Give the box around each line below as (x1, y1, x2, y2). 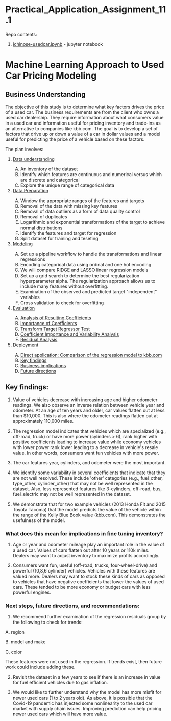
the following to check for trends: (12, 619, 83, 626)
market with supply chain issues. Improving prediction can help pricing (12, 706, 162, 712)
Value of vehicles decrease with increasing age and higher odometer (12, 396, 158, 403)
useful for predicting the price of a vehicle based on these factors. (5, 136, 145, 142)
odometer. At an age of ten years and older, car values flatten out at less (12, 407, 165, 413)
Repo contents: (5, 31, 37, 37)
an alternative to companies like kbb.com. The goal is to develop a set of (5, 125, 158, 131)
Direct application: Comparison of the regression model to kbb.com (20, 352, 162, 358)
